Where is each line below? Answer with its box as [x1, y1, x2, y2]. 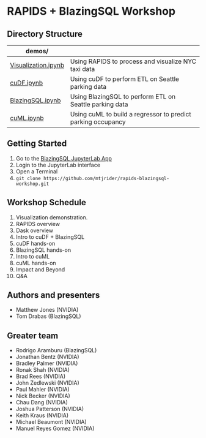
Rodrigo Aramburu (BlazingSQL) [15, 347, 97, 354]
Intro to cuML [15, 252, 50, 260]
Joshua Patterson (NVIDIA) [15, 406, 84, 413]
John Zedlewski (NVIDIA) [15, 379, 80, 387]
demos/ [26, 47, 49, 55]
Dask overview [15, 227, 54, 234]
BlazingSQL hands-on [15, 246, 72, 254]
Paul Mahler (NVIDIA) [15, 386, 70, 393]
